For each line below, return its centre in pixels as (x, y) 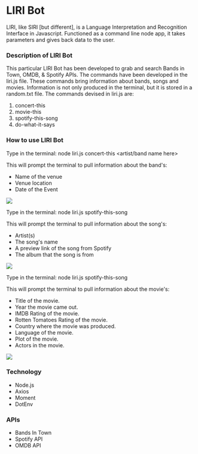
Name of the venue (39, 176)
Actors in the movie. (39, 345)
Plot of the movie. (36, 339)
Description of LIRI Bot (39, 55)
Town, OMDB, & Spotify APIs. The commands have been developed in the (97, 75)
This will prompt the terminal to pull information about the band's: (87, 165)
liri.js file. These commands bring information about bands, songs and (92, 81)
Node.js (25, 385)
